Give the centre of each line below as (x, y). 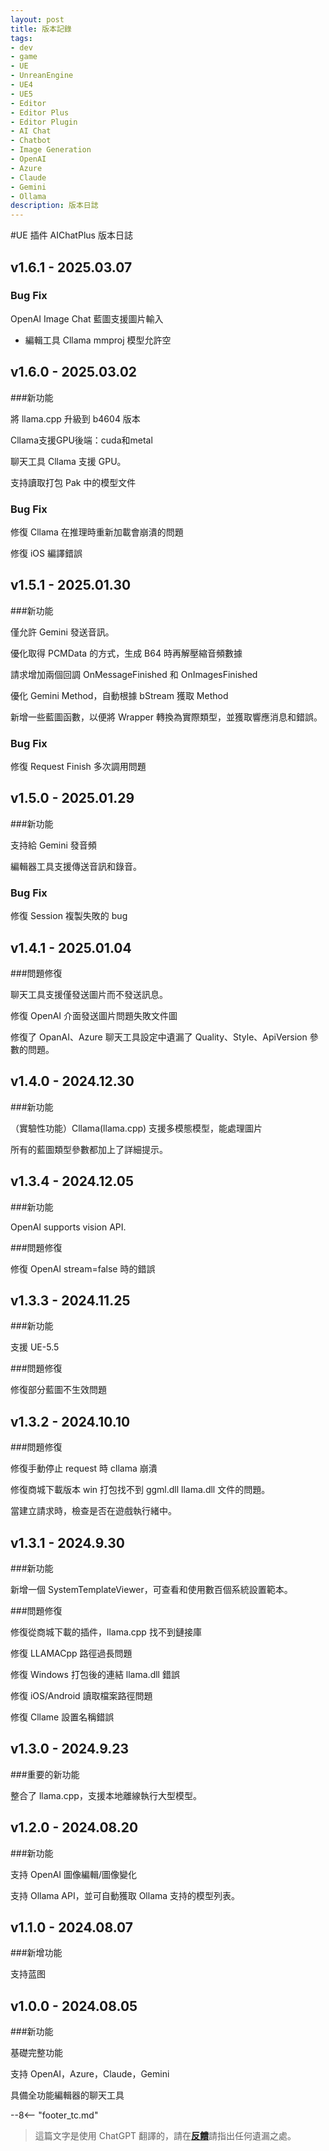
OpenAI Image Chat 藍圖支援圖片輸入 (87, 318)
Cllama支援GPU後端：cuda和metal (81, 440)
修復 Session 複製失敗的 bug (69, 916)
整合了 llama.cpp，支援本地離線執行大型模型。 (106, 1795)
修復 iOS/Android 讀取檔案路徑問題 (81, 1696)
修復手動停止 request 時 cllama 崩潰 (84, 1468)
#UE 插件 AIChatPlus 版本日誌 (71, 235)
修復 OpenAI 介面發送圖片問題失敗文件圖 (94, 1015)
